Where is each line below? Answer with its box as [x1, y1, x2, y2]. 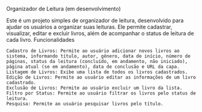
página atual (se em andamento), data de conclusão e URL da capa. [6, 64, 180, 70]
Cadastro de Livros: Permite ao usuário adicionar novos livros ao [6, 48, 180, 54]
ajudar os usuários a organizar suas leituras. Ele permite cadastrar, [6, 24, 172, 30]
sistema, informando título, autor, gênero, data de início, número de [6, 53, 191, 59]
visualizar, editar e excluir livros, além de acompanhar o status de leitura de [6, 30, 195, 37]
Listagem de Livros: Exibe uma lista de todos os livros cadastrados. [6, 69, 188, 75]
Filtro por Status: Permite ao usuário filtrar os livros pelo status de [6, 90, 197, 96]
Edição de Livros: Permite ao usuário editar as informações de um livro [6, 74, 197, 81]
